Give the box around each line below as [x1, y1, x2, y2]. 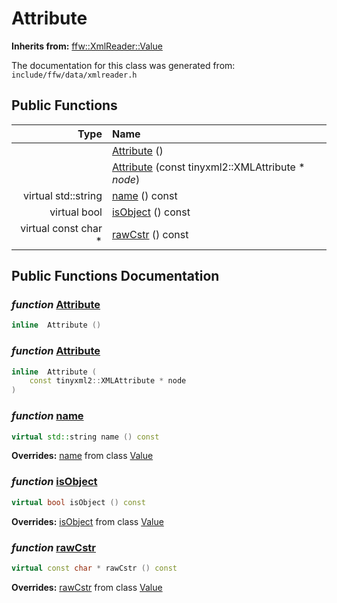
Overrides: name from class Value [11, 450, 154, 462]
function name [11, 409, 84, 423]
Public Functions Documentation [11, 268, 220, 285]
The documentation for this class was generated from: [11, 59, 236, 71]
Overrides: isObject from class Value [11, 515, 164, 527]
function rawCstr [11, 540, 97, 554]
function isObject [11, 475, 98, 489]
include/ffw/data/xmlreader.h [11, 70, 138, 80]
